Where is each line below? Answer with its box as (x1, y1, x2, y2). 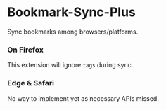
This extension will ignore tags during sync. (7, 61, 134, 69)
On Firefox (7, 45, 44, 55)
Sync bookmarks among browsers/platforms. (7, 27, 139, 36)
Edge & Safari (7, 78, 55, 88)
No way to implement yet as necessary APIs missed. (7, 94, 160, 102)
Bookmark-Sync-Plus (7, 4, 136, 20)
